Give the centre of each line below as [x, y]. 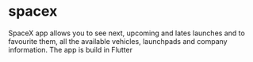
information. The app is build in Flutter [71, 49]
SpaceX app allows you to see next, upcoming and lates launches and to [127, 33]
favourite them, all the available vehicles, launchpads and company [118, 41]
